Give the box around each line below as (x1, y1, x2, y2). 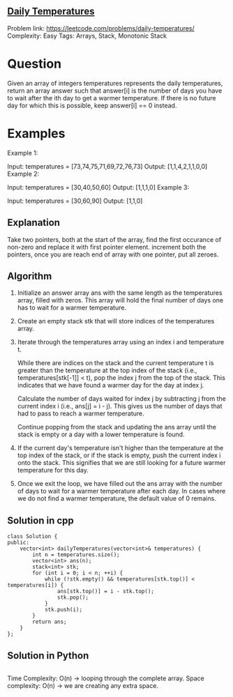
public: (7, 539, 30, 546)
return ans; (32, 618, 68, 626)
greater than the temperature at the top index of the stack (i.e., (17, 366, 197, 375)
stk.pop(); (57, 594, 89, 602)
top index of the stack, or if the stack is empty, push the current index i (17, 451, 221, 459)
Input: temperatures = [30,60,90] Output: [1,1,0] (7, 197, 143, 205)
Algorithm (7, 270, 52, 282)
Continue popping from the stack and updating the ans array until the (17, 423, 216, 431)
